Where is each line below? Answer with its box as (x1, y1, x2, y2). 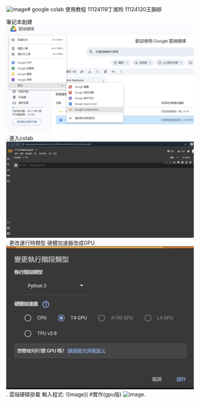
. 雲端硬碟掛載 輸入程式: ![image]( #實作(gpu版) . (6, 390, 146, 397)
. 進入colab (6, 135, 34, 142)
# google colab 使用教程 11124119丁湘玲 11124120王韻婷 (27, 6, 162, 12)
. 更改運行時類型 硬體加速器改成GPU (6, 239, 95, 247)
